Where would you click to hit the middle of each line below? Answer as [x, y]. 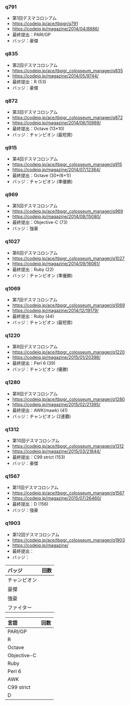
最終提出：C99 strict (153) [39, 457]
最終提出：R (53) [29, 81]
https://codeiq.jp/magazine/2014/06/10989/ [56, 122]
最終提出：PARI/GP [31, 35]
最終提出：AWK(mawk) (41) [40, 410]
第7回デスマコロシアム [35, 300]
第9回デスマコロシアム [35, 393]
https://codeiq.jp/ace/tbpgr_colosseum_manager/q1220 [68, 352]
